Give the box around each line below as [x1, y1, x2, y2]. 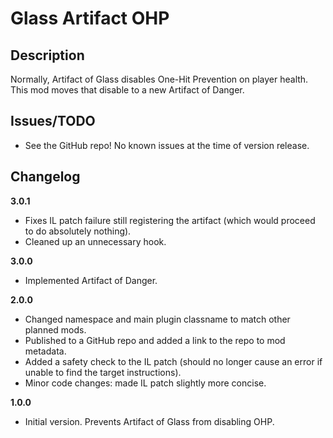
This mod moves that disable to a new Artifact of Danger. [10, 84, 245, 96]
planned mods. [24, 323, 87, 336]
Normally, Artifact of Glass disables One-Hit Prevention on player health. [10, 73, 309, 85]
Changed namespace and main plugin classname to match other [24, 313, 291, 325]
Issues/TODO [10, 113, 96, 130]
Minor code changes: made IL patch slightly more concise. [24, 377, 267, 389]
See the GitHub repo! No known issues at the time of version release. [24, 139, 310, 151]
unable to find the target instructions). [24, 366, 182, 378]
